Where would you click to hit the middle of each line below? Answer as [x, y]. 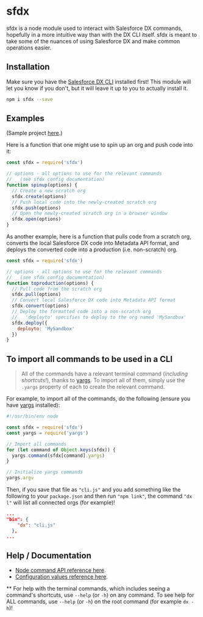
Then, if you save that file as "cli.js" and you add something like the [94, 490]
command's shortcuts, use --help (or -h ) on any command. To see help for [100, 595]
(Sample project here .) [34, 133]
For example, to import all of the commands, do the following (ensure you [98, 399]
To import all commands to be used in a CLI [89, 359]
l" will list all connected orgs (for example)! [61, 502]
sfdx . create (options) [39, 196]
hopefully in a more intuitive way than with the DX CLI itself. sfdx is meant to [101, 34]
